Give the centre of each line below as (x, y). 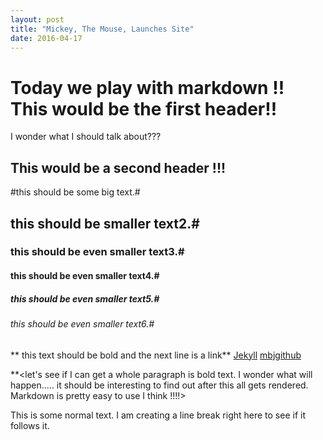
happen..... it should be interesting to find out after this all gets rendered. (159, 385)
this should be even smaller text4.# (85, 276)
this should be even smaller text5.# (85, 298)
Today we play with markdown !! (147, 87)
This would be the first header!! (144, 108)
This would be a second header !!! (118, 167)
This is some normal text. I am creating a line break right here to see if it (158, 415)
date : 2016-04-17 (46, 38)
